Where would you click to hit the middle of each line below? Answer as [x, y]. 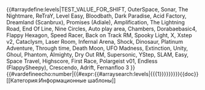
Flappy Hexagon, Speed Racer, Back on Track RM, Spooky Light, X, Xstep [99, 35]
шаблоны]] [102, 80]
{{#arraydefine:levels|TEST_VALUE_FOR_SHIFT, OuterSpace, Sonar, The [97, 9]
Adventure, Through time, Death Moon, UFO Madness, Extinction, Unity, [97, 48]
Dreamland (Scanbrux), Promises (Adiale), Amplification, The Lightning [96, 22]
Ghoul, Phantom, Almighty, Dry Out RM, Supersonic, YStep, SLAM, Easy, [97, 54]
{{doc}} [189, 74]
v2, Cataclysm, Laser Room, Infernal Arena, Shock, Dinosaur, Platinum [95, 42]
